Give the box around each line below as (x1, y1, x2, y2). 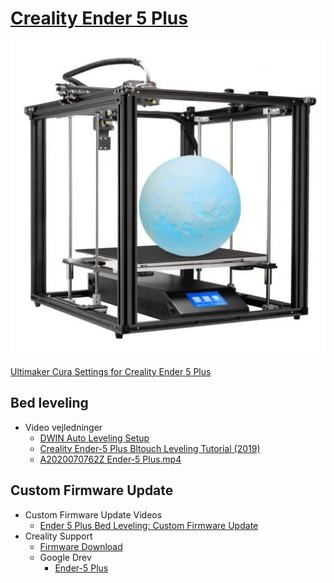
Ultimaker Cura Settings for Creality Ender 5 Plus (10, 365, 212, 377)
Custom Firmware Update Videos (24, 508, 163, 521)
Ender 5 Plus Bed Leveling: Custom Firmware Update (39, 519, 259, 531)
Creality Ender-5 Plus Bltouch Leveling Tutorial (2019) (39, 442, 261, 454)
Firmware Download (39, 540, 123, 552)
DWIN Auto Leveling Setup (39, 432, 150, 444)
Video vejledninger (24, 421, 103, 433)
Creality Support (24, 530, 93, 542)
